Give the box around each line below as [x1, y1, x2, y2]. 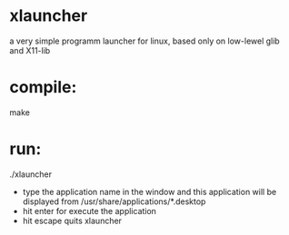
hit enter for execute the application [22, 205, 157, 216]
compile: [9, 77, 77, 98]
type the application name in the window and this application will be [22, 186, 277, 197]
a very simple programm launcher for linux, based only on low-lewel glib [9, 35, 280, 46]
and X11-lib [9, 44, 51, 55]
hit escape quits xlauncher [22, 215, 123, 226]
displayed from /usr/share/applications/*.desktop [22, 196, 206, 207]
